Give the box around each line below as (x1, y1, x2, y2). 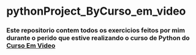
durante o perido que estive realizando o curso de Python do (6, 34, 190, 42)
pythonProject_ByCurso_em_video (6, 4, 186, 18)
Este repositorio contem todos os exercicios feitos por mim (6, 26, 186, 35)
